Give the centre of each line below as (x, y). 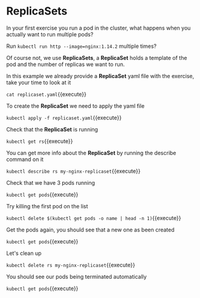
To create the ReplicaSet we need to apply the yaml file (76, 106)
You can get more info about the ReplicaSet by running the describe (91, 153)
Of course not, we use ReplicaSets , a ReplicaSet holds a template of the (97, 58)
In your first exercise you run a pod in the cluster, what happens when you (98, 28)
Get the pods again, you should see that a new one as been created (91, 230)
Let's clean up (24, 253)
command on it (25, 159)
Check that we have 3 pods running (51, 182)
